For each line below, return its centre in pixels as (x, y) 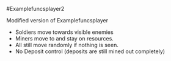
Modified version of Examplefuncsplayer (57, 20)
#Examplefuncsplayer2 (35, 9)
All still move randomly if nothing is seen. (67, 45)
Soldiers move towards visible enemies (64, 32)
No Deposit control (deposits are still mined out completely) (90, 51)
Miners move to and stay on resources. (64, 38)
